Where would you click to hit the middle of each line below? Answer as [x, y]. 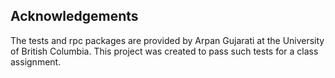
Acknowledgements [74, 16]
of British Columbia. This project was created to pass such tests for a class [164, 51]
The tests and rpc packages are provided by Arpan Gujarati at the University [167, 40]
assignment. [36, 61]
